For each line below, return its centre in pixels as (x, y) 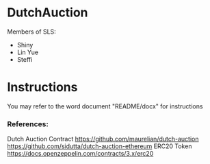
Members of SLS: (31, 32)
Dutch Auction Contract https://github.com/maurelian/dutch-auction (103, 139)
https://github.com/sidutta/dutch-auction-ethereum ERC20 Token (100, 146)
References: (28, 124)
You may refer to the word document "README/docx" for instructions (105, 106)
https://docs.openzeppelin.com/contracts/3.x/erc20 (80, 154)
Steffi (25, 59)
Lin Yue (28, 52)
